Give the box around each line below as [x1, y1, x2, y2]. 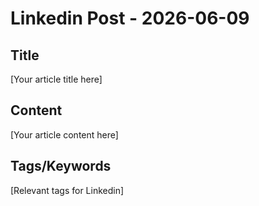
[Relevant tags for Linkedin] [10, 184, 125, 196]
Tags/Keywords [10, 158, 112, 175]
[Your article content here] [10, 128, 119, 141]
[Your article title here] [10, 73, 103, 85]
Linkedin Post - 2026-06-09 [10, 7, 250, 30]
